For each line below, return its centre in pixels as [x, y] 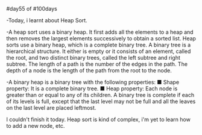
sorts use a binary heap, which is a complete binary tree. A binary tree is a [99, 45]
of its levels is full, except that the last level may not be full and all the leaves [101, 101]
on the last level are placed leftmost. [51, 108]
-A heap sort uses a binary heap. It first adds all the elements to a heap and [100, 32]
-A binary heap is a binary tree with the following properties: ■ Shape [93, 82]
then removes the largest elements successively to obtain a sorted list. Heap [101, 38]
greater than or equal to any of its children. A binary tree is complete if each [100, 95]
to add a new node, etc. [36, 126]
